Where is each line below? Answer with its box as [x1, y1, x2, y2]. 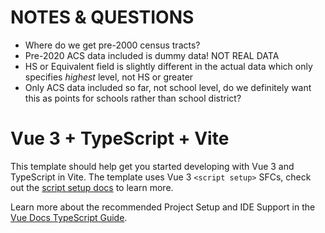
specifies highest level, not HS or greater [24, 71, 194, 83]
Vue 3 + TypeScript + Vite [10, 127, 230, 150]
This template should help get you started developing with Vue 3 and [10, 160, 295, 172]
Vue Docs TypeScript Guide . [10, 211, 128, 223]
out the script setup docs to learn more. [10, 181, 174, 193]
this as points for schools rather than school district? [24, 92, 242, 104]
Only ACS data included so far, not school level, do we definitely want [24, 81, 312, 93]
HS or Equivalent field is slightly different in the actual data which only [24, 60, 313, 72]
